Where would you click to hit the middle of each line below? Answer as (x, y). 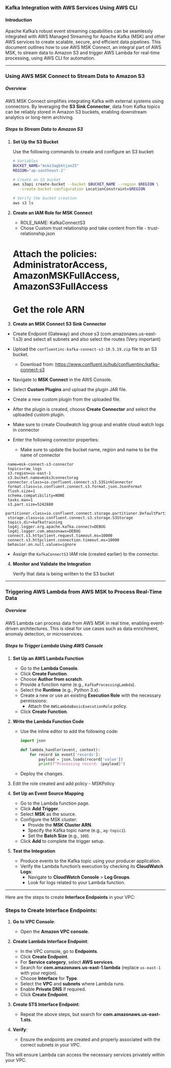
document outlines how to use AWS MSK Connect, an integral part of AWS (83, 47)
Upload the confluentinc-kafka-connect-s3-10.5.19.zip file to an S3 (85, 349)
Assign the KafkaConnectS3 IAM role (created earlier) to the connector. (86, 554)
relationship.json (37, 233)
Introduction (19, 20)
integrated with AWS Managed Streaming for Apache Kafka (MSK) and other (85, 37)
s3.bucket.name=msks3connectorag (43, 478)
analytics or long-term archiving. (39, 117)
